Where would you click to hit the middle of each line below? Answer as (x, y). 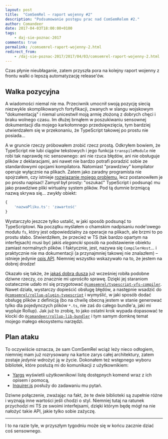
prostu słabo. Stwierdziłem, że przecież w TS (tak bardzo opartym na (76, 237)
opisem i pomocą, (31, 380)
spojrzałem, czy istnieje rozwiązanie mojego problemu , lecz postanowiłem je (84, 177)
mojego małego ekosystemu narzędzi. (44, 321)
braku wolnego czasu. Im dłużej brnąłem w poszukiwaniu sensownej (76, 120)
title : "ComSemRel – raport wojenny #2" (49, 15)
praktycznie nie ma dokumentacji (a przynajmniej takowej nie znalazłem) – (82, 253)
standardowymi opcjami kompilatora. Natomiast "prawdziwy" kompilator (79, 167)
